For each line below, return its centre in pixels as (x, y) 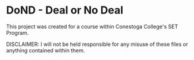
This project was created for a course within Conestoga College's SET (92, 26)
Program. (18, 32)
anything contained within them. (46, 50)
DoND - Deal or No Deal (65, 10)
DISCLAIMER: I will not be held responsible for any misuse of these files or (97, 44)
